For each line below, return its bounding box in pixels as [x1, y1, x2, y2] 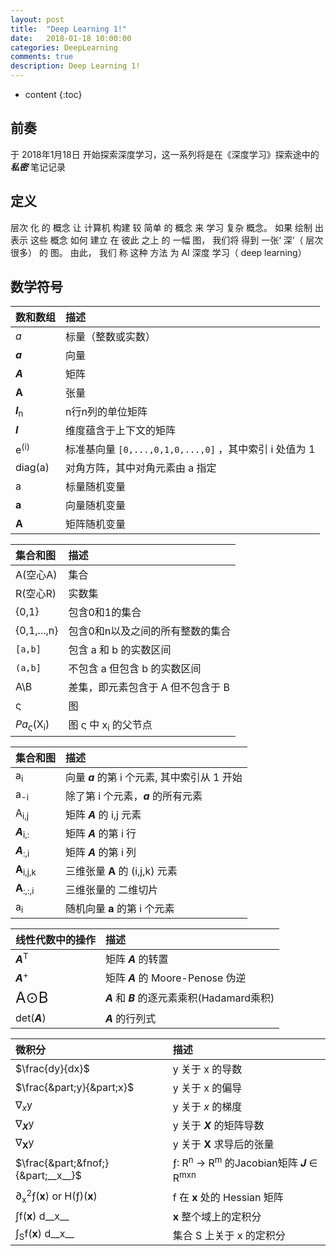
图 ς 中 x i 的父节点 [68, 718, 153, 734]
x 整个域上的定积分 [172, 1209, 262, 1223]
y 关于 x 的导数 [172, 1062, 243, 1076]
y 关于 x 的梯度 [172, 1099, 243, 1113]
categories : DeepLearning [10, 42, 118, 53]
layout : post [10, 14, 65, 25]
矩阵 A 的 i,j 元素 [65, 807, 142, 821]
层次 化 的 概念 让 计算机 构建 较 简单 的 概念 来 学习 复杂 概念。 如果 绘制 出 [10, 221, 324, 233]
